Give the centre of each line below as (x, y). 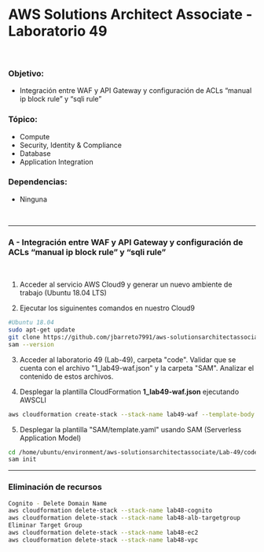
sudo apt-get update (42, 330)
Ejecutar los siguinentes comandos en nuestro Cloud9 (107, 308)
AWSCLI (33, 400)
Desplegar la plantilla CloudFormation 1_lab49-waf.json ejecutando (129, 391)
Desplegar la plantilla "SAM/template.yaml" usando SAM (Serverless (130, 429)
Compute (35, 136)
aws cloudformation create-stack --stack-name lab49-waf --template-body (132, 414)
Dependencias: (38, 182)
